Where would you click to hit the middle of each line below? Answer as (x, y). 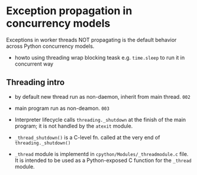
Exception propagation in (69, 11)
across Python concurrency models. (50, 46)
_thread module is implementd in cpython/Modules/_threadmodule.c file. (101, 154)
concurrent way (34, 64)
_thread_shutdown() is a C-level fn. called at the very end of (87, 137)
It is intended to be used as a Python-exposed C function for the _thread (103, 160)
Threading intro (35, 82)
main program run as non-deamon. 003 (62, 108)
